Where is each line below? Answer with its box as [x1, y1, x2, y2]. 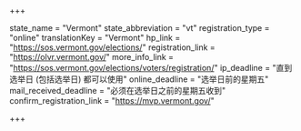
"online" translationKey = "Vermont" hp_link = [9, 33, 181, 43]
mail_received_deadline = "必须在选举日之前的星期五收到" [9, 86, 226, 96]
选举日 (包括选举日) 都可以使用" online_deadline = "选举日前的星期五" [9, 74, 269, 85]
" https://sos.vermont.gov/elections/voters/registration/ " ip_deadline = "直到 [9, 63, 293, 73]
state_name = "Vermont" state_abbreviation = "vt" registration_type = [9, 23, 270, 33]
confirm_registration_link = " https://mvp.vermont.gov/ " [9, 96, 216, 106]
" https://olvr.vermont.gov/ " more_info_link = [9, 52, 175, 62]
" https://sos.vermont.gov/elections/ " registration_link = [9, 42, 216, 53]
